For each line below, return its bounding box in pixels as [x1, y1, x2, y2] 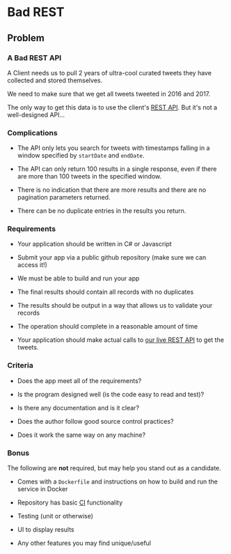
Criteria [7, 361, 33, 370]
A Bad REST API [7, 53, 62, 63]
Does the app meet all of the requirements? [17, 376, 142, 384]
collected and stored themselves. [7, 76, 103, 84]
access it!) [17, 261, 47, 269]
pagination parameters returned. [17, 193, 111, 202]
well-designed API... [7, 110, 65, 119]
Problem [7, 32, 45, 44]
